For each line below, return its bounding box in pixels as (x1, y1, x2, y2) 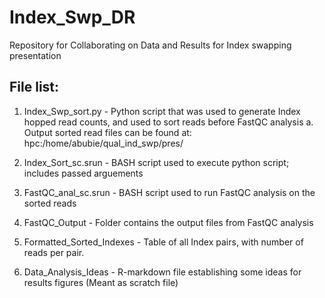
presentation (9, 49, 62, 61)
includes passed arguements (23, 167, 144, 179)
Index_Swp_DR (9, 6, 136, 29)
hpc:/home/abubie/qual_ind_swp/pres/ (23, 137, 184, 149)
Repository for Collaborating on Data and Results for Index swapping (9, 39, 292, 51)
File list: (9, 79, 60, 96)
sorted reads (23, 197, 77, 209)
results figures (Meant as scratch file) (23, 276, 179, 288)
